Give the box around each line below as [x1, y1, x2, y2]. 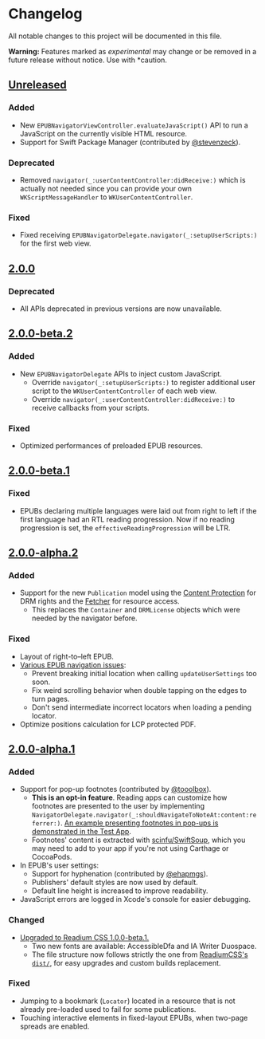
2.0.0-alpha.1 [8, 742, 76, 756]
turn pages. [31, 694, 70, 703]
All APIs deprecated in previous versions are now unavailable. [19, 304, 223, 313]
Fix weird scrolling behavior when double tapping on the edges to [31, 685, 247, 695]
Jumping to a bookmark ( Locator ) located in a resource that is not [19, 996, 236, 1006]
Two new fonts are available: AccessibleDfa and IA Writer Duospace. [31, 941, 257, 950]
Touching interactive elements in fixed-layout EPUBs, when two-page [19, 1013, 248, 1022]
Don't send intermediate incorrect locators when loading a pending [31, 703, 252, 712]
